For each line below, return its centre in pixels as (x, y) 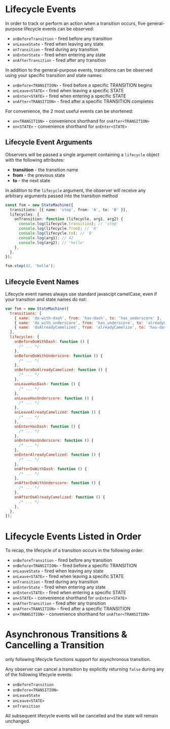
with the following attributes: (35, 160)
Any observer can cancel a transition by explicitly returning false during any (85, 669)
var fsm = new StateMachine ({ (37, 308)
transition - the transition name (45, 170)
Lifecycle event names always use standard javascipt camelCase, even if (81, 294)
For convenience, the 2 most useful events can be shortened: (69, 111)
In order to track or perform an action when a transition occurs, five (75, 23)
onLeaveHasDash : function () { (47, 384)
